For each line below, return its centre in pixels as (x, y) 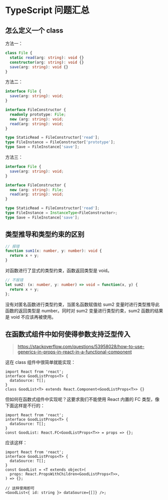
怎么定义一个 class (34, 30)
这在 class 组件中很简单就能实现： (40, 362)
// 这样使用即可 (20, 488)
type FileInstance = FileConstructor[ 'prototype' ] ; (60, 142)
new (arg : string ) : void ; (37, 119)
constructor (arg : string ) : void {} (47, 62)
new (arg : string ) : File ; (37, 190)
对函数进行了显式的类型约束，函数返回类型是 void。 (58, 271)
